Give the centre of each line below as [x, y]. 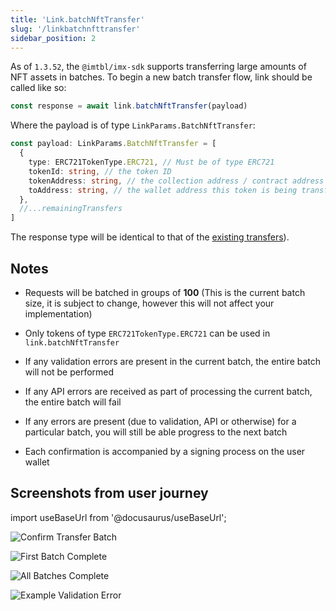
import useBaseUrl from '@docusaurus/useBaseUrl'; [118, 517]
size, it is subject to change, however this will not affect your [149, 303]
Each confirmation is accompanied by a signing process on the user [165, 451]
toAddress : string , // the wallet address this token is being [163, 190]
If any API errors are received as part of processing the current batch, [168, 391]
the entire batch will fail [73, 402]
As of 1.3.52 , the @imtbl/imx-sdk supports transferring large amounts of [158, 67]
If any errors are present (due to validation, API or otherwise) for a [160, 421]
